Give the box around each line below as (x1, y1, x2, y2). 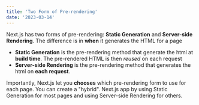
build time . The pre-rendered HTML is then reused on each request (14, 55, 183, 62)
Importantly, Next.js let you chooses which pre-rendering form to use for (6, 79, 186, 87)
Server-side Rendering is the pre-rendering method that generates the (14, 61, 191, 69)
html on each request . (14, 67, 71, 75)
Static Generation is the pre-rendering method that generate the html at (14, 48, 194, 55)
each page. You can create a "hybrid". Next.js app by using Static (6, 85, 168, 92)
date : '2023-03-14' (6, 14, 55, 20)
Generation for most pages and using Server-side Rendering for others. (6, 92, 183, 99)
